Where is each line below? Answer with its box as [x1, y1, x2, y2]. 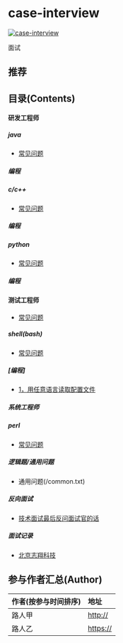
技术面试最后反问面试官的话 [18, 514, 100, 522]
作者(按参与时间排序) [11, 596, 81, 606]
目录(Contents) [8, 92, 76, 105]
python [8, 240, 30, 248]
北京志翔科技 [18, 551, 56, 559]
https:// [88, 623, 112, 633]
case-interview [8, 5, 100, 21]
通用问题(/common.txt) [18, 477, 86, 485]
